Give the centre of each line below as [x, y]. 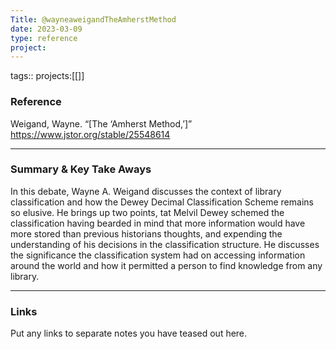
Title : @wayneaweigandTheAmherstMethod [93, 19]
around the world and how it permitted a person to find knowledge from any [166, 265]
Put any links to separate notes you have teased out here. [129, 333]
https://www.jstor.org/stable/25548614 [90, 134]
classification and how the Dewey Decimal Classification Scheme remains [162, 202]
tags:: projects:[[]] [47, 76]
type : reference [44, 38]
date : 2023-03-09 [46, 29]
